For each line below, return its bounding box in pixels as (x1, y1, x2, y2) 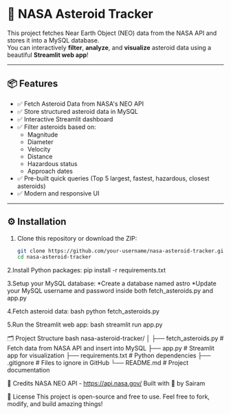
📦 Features (7, 78, 58, 90)
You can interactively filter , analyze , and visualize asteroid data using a (7, 43, 212, 51)
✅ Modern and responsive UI (16, 189, 100, 198)
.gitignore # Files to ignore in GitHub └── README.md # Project (7, 359, 189, 367)
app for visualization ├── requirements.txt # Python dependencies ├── (7, 351, 211, 359)
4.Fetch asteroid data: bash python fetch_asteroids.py (7, 307, 160, 316)
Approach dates (27, 167, 74, 175)
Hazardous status (27, 159, 78, 167)
